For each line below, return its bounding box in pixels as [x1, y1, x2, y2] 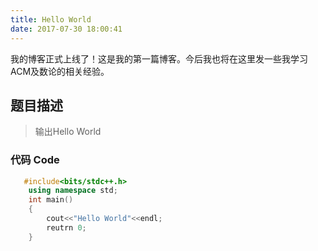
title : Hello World [10, 14, 92, 25]
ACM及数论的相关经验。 [10, 65, 110, 77]
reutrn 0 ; [46, 222, 87, 233]
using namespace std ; [28, 186, 118, 196]
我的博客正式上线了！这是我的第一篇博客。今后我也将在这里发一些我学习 [10, 52, 308, 65]
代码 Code [10, 153, 60, 167]
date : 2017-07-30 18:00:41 [10, 24, 123, 34]
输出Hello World [34, 126, 102, 138]
